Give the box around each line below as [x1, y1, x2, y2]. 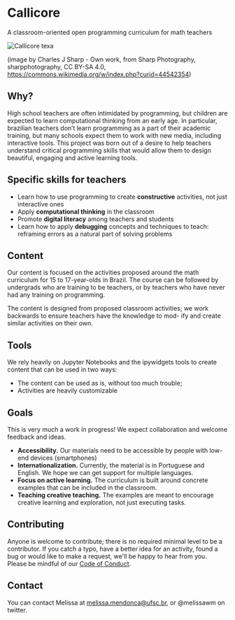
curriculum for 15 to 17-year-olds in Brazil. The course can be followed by [7, 276, 219, 284]
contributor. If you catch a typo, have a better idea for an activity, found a [7, 544, 218, 553]
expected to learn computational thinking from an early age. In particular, [7, 116, 218, 125]
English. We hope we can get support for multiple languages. [17, 469, 194, 477]
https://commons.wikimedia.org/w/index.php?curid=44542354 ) [7, 70, 192, 78]
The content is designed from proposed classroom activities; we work [7, 304, 208, 313]
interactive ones [17, 199, 64, 208]
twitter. [7, 605, 28, 614]
